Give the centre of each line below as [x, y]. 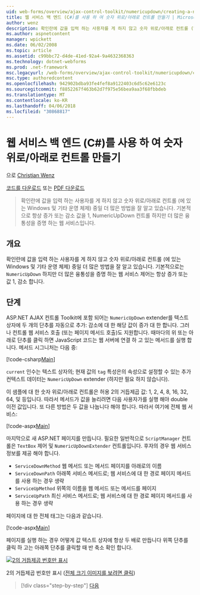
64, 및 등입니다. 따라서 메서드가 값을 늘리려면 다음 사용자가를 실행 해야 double [97, 399]
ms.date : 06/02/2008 [32, 45]
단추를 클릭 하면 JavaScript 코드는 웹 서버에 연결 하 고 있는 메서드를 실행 [101, 340]
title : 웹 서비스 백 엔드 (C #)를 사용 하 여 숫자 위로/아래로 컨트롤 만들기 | [90, 17]
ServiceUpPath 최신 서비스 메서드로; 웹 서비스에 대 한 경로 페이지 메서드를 [100, 495]
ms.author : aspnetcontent [38, 34]
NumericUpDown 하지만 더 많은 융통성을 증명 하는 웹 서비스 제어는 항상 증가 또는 [97, 274]
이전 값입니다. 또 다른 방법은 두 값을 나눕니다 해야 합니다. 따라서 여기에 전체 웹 [96, 407]
